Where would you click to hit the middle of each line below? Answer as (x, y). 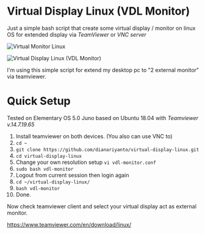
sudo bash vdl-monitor (45, 169)
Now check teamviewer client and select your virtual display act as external (102, 206)
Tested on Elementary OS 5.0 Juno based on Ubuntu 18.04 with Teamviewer (103, 118)
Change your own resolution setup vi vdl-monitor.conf (86, 162)
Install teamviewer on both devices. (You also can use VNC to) (94, 136)
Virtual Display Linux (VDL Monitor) (99, 11)
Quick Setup (39, 101)
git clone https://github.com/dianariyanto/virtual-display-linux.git (107, 150)
